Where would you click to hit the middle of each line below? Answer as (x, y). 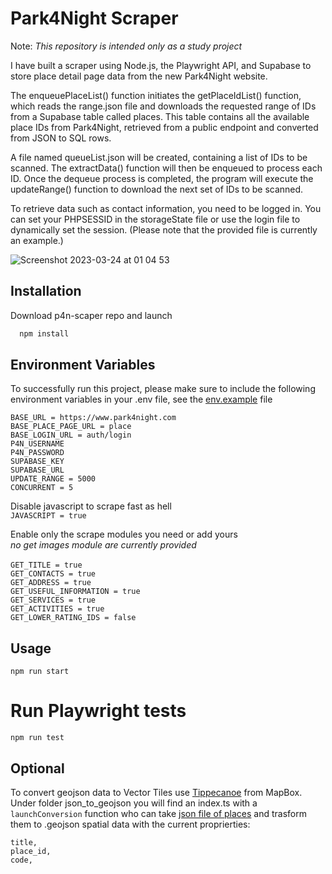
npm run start (40, 672)
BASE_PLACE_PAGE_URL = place (71, 427)
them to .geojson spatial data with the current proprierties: (130, 824)
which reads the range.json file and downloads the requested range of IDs (163, 106)
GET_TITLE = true (46, 565)
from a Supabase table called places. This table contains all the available (160, 116)
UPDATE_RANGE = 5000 (53, 479)
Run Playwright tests (98, 711)
